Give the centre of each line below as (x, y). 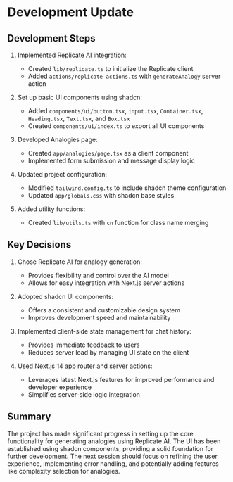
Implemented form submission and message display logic (112, 160)
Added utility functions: (51, 209)
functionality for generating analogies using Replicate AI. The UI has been (114, 441)
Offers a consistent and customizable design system (104, 310)
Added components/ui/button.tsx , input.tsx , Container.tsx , (115, 111)
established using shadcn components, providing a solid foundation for (110, 448)
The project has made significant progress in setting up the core (100, 433)
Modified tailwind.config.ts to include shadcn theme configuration (127, 188)
